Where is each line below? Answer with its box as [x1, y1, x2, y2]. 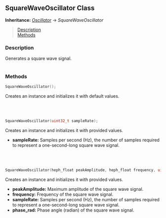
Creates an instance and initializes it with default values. [5, 93, 120, 99]
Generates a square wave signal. [5, 55, 72, 61]
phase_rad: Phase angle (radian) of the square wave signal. [12, 207, 134, 213]
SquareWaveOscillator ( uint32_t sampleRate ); [5, 119, 98, 124]
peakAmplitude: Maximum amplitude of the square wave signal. [12, 186, 144, 192]
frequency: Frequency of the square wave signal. [12, 191, 114, 197]
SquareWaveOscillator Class [5, 4, 95, 12]
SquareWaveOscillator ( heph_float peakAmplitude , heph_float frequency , [5, 168, 156, 173]
